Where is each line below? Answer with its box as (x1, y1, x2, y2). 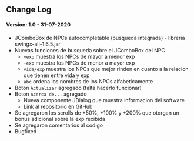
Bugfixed (14, 127, 37, 135)
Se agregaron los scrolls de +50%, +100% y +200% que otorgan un (14, 109, 179, 116)
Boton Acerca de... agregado (14, 90, 87, 98)
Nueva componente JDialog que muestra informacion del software (23, 96, 185, 103)
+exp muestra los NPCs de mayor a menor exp (23, 53, 135, 60)
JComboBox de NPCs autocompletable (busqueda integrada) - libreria (14, 34, 185, 41)
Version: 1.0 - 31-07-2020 (6, 21, 71, 28)
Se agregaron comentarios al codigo (14, 122, 103, 129)
